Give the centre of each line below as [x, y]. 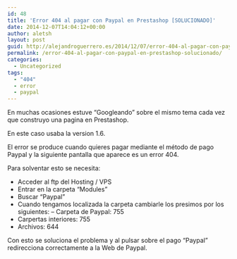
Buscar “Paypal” [41, 197]
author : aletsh [30, 33]
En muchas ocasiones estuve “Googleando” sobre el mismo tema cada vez [116, 113]
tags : [15, 72]
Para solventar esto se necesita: [54, 168]
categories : [25, 60]
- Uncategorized [37, 66]
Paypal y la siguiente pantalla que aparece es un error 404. [93, 155]
